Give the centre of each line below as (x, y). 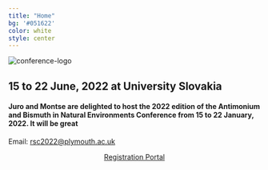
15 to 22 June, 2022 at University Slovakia (115, 86)
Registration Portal (134, 156)
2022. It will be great (43, 123)
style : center (32, 38)
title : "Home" (32, 16)
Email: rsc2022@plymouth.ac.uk (62, 141)
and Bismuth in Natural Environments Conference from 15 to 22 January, (131, 115)
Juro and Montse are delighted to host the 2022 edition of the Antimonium (134, 107)
